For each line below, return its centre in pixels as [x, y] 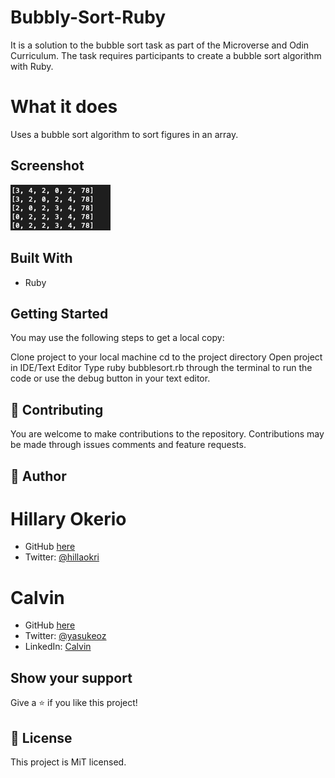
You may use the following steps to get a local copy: [117, 338]
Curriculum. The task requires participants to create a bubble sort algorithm [166, 55]
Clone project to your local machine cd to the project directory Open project [166, 357]
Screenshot [47, 166]
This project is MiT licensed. [68, 762]
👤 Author [38, 476]
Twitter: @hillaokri [62, 557]
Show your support [71, 677]
